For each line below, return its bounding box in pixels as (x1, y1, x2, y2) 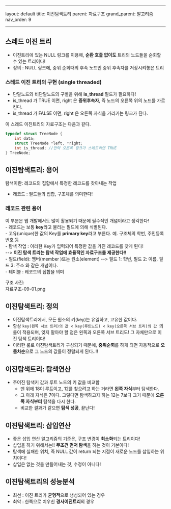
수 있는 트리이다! (12, 58, 46, 64)
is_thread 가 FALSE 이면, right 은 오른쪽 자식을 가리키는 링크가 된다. (12, 110, 148, 116)
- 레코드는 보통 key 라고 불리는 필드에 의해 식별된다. (5, 224, 107, 230)
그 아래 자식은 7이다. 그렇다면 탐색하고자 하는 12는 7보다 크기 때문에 (20, 392, 155, 398)
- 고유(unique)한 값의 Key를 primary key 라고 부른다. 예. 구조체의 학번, (5, 230, 147, 236)
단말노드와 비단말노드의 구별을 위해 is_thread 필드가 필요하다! (12, 91, 136, 97)
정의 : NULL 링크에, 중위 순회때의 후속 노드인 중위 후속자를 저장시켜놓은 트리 (12, 64, 164, 70)
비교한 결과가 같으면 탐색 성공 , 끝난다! (20, 405, 95, 411)
